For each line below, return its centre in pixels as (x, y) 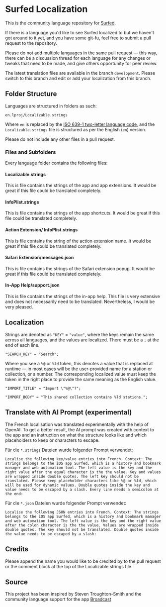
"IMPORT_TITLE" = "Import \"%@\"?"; (43, 388)
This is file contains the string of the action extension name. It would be (78, 241)
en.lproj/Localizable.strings (37, 115)
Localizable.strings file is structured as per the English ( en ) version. (76, 129)
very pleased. (19, 307)
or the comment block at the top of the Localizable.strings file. (69, 566)
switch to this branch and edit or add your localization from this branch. (78, 78)
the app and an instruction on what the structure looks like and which (76, 435)
